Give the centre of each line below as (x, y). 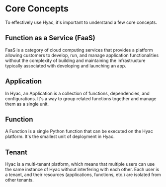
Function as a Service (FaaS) (50, 38)
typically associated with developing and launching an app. (66, 65)
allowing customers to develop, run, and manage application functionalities (82, 55)
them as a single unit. (27, 104)
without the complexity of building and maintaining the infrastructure (75, 61)
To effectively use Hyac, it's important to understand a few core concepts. (81, 22)
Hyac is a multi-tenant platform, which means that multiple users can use (80, 164)
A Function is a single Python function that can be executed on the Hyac (79, 131)
